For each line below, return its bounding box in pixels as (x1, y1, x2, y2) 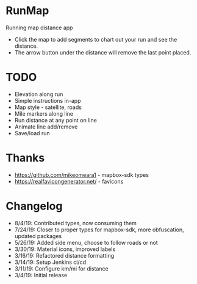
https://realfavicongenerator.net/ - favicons (14, 177, 124, 185)
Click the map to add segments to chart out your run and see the (14, 35, 177, 43)
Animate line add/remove (14, 123, 78, 130)
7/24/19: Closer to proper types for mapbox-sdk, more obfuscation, (14, 226, 184, 233)
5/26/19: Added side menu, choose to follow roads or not (14, 239, 158, 246)
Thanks (5, 151, 45, 165)
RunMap (5, 4, 49, 18)
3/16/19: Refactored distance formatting (14, 252, 115, 259)
